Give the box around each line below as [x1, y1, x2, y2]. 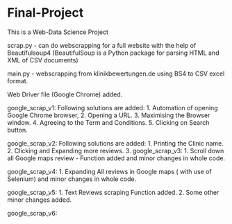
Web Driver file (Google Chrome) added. [7, 90, 123, 98]
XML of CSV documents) [7, 55, 78, 64]
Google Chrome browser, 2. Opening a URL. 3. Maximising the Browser [7, 111, 210, 119]
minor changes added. [7, 196, 72, 204]
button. [7, 126, 28, 134]
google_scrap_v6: [7, 209, 58, 217]
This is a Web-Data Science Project [7, 28, 109, 36]
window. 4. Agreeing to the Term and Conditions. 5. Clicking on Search [7, 118, 210, 126]
